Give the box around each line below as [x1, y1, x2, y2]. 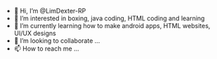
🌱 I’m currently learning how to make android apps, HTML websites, [13, 22, 211, 29]
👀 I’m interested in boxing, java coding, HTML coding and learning [13, 14, 205, 22]
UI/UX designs [13, 29, 56, 37]
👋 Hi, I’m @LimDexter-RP [13, 7, 86, 15]
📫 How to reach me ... [13, 44, 79, 53]
